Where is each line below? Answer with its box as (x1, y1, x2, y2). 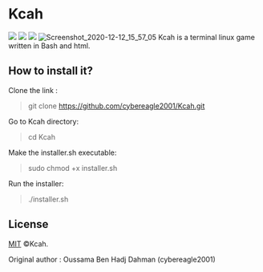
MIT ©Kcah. (8, 238, 49, 249)
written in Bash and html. (8, 41, 91, 51)
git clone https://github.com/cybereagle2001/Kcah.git (27, 101, 205, 111)
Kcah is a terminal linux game (158, 32, 255, 42)
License (8, 217, 49, 231)
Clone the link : (8, 85, 59, 95)
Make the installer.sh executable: (8, 148, 117, 157)
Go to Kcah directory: (8, 116, 79, 126)
